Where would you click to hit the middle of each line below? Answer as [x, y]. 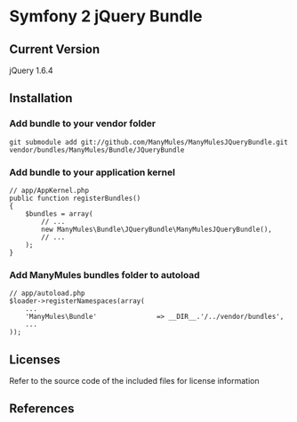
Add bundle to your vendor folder [83, 123]
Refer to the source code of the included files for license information [134, 381]
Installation [41, 98]
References [42, 409]
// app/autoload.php [48, 294]
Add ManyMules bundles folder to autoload [104, 275]
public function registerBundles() [75, 198]
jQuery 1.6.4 [31, 70]
